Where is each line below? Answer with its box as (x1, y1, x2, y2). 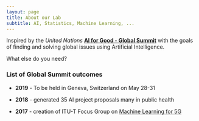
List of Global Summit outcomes (6, 71, 103, 79)
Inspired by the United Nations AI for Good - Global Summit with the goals (6, 37, 194, 44)
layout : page (6, 9, 40, 15)
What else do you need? (6, 55, 67, 63)
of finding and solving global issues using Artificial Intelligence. (6, 43, 165, 50)
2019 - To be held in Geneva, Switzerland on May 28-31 (15, 84, 155, 91)
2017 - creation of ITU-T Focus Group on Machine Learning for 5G (15, 108, 182, 115)
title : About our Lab (6, 15, 61, 21)
